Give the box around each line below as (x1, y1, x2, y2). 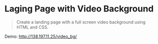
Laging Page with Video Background (4, 3, 154, 14)
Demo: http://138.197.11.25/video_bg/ (4, 33, 77, 39)
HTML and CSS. (16, 24, 49, 30)
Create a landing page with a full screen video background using (16, 19, 146, 25)
